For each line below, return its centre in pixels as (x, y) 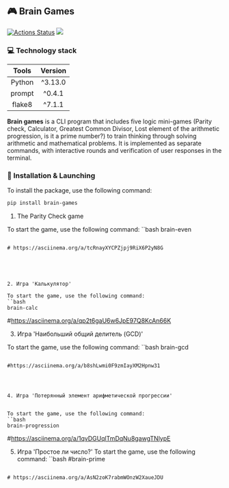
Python (22, 82)
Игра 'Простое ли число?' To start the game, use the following (106, 452)
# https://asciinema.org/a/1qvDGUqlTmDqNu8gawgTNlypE (89, 439)
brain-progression (33, 426)
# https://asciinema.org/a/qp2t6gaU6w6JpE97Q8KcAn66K (89, 321)
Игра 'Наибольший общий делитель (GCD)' (80, 334)
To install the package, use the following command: (80, 191)
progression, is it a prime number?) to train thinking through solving (102, 136)
